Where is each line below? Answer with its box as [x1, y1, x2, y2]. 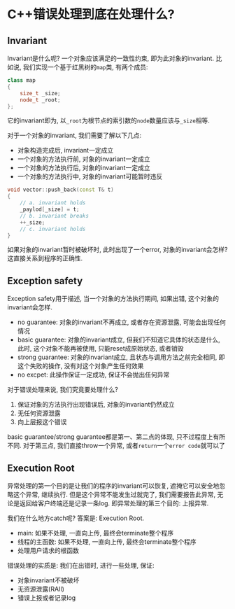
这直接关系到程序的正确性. [7, 254, 83, 262]
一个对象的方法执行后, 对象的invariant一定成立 [17, 164, 150, 172]
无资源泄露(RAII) [17, 585, 65, 593]
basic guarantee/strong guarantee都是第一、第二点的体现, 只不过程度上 [7, 433, 213, 441]
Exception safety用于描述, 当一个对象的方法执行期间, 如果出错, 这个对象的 [7, 295, 219, 303]
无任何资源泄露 [17, 409, 61, 417]
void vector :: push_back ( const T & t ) [7, 186, 114, 193]
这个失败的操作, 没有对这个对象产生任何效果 [17, 362, 144, 370]
